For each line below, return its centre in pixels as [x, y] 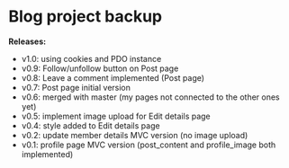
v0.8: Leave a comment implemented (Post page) [113, 77]
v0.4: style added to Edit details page [90, 125]
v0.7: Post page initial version [76, 87]
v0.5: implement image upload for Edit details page [116, 116]
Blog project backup [86, 17]
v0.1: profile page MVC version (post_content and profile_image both [149, 145]
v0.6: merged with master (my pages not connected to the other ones [150, 97]
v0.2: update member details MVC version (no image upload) [135, 135]
